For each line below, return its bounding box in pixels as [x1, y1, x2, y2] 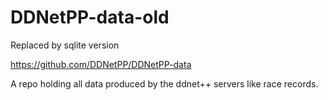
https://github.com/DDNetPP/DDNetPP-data [10, 58, 192, 70]
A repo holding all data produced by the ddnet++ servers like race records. [10, 77, 319, 90]
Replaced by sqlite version [10, 39, 120, 51]
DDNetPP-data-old [10, 6, 170, 29]
